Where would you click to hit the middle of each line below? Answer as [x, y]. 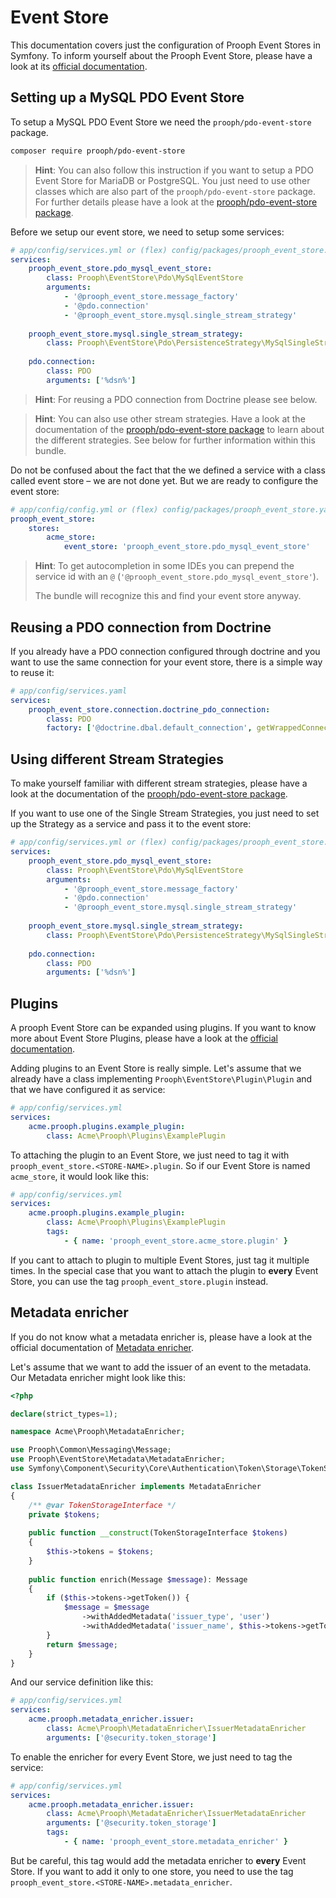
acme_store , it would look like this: [79, 1176]
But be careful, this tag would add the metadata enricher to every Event [158, 1860]
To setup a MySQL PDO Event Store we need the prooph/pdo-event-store [161, 122]
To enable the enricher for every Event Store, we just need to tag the [151, 1757]
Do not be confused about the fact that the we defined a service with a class [168, 470]
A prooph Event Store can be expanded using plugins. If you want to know [163, 1028]
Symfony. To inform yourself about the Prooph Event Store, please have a [161, 55]
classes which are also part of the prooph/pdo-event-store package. [175, 191]
